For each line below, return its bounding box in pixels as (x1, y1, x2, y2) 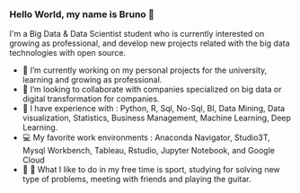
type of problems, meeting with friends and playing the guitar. (22, 174, 251, 185)
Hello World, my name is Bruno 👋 (9, 8, 155, 21)
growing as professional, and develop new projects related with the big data (9, 38, 290, 48)
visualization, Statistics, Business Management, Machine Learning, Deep (22, 112, 292, 124)
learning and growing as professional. (22, 75, 163, 85)
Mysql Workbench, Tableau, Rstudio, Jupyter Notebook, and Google (22, 145, 276, 156)
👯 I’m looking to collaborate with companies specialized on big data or (22, 84, 282, 95)
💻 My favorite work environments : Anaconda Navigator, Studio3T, (22, 132, 271, 143)
